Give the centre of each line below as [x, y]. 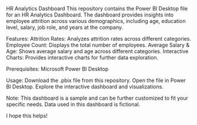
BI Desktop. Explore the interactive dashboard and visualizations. [85, 87]
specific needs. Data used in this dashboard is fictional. [73, 104]
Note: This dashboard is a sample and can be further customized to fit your [97, 98]
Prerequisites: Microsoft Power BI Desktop [57, 69]
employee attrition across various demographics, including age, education [96, 21]
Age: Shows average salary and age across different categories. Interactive [97, 51]
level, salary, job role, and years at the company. [65, 27]
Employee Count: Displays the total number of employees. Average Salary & [98, 45]
